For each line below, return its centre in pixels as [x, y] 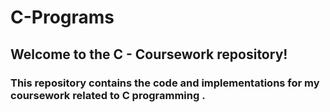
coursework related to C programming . [108, 95]
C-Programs [62, 17]
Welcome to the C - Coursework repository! [149, 54]
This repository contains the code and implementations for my [165, 83]
